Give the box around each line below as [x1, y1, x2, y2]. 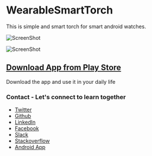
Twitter [14, 106, 32, 113]
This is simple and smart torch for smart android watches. [6, 23, 146, 30]
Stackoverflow [14, 137, 50, 144]
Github [14, 113, 31, 120]
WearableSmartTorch [6, 4, 113, 17]
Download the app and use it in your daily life [6, 78, 116, 85]
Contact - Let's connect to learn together [6, 93, 126, 101]
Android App [14, 144, 46, 151]
